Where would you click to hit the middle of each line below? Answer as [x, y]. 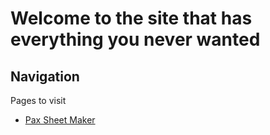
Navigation [45, 76]
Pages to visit [38, 100]
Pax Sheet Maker [60, 120]
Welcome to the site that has [131, 18]
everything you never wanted [135, 39]
